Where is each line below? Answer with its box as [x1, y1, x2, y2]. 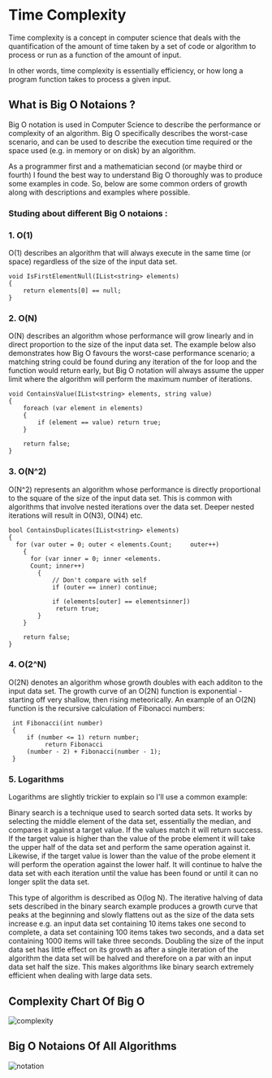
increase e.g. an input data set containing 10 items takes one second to [8, 918, 246, 929]
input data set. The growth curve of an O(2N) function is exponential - [8, 686, 243, 695]
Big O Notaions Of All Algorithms [8, 1040, 177, 1054]
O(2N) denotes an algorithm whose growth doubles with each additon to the [8, 677, 264, 687]
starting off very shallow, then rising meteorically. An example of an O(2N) [8, 695, 257, 704]
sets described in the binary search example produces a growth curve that [8, 901, 258, 911]
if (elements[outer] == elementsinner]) [51, 597, 191, 606]
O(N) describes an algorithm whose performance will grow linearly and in [8, 331, 254, 341]
